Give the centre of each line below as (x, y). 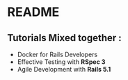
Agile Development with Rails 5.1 (64, 69)
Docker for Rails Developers (57, 54)
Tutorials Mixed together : (64, 38)
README (33, 12)
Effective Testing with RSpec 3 (61, 62)
